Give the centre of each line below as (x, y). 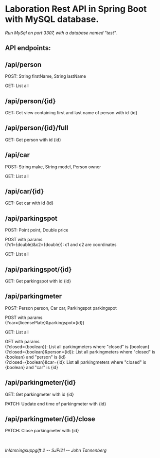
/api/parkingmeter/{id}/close (50, 419)
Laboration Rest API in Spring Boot (76, 9)
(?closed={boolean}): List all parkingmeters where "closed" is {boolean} (77, 347)
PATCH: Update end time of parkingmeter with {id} (56, 404)
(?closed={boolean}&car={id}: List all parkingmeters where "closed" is (76, 362)
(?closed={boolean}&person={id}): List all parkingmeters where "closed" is (80, 352)
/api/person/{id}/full (37, 128)
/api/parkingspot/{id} (38, 269)
